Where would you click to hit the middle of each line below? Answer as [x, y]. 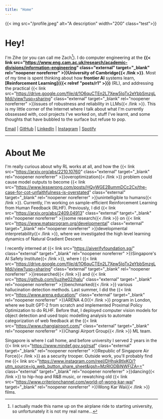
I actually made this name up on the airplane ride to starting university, [82, 406]
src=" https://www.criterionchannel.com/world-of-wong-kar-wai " [70, 382]
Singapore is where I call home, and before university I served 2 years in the [81, 341]
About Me [25, 153]
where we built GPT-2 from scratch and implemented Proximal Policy [74, 305]
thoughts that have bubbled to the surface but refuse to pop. [65, 119]
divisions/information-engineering [41, 68]
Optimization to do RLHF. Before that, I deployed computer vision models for [81, 310]
